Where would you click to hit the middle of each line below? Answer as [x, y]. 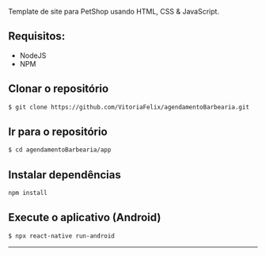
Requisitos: [37, 36]
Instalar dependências [65, 175]
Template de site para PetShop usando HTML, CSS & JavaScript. [114, 11]
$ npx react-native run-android [61, 236]
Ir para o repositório [58, 131]
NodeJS [33, 55]
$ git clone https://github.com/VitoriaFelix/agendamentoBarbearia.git [129, 107]
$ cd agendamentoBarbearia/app [60, 150]
